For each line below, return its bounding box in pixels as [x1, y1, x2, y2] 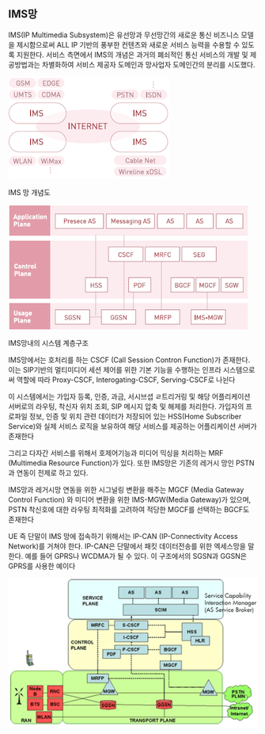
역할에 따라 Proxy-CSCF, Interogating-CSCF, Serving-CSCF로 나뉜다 [16, 375, 236, 384]
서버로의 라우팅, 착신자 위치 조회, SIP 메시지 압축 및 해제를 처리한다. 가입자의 [8, 401, 244, 411]
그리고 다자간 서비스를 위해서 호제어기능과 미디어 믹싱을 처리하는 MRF [8, 448, 224, 457]
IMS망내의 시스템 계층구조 [8, 338, 89, 347]
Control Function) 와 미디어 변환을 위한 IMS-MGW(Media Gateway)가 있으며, [8, 495, 252, 504]
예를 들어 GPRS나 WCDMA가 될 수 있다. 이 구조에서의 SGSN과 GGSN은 [25, 551, 248, 560]
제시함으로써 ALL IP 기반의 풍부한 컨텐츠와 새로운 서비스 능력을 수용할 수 [16, 40, 240, 49]
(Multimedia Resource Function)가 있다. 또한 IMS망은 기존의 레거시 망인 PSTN [8, 458, 255, 468]
